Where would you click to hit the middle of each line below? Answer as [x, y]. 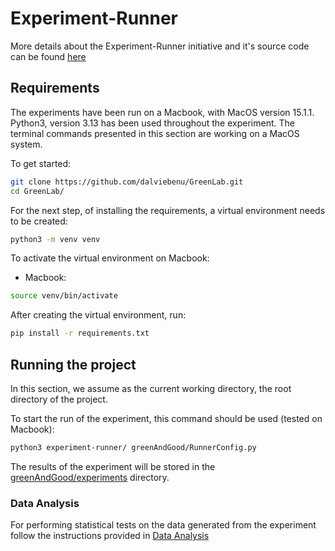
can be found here [48, 56]
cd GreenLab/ [37, 191]
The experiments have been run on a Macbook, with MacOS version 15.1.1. [162, 112]
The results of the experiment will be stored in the [113, 466]
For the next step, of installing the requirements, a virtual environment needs [168, 210]
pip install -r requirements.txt [80, 333]
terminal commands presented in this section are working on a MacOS [155, 133]
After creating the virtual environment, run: [98, 315]
